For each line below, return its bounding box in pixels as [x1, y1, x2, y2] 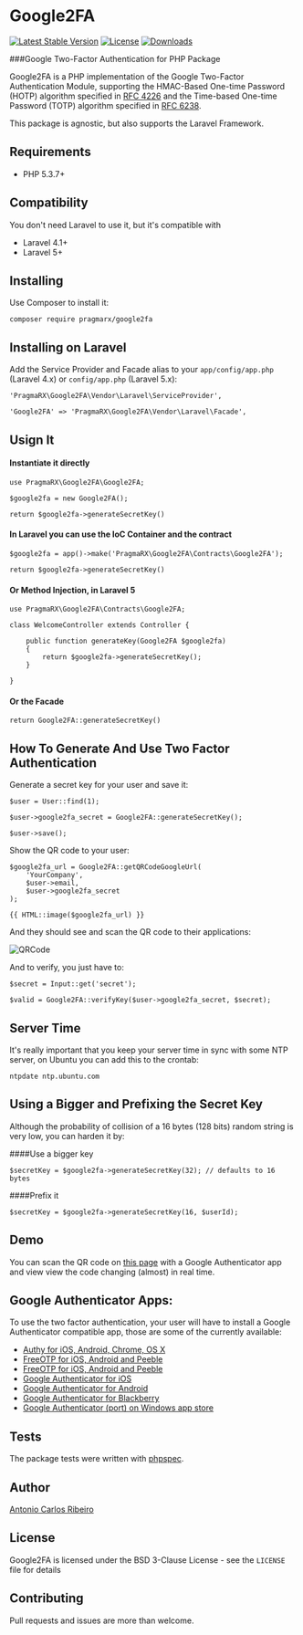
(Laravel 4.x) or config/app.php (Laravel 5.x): [9, 373, 178, 384]
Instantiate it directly [9, 457, 90, 468]
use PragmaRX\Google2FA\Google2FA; [9, 477, 145, 487]
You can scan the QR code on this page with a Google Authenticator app [9, 1256, 282, 1267]
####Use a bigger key [9, 1148, 94, 1159]
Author [9, 1480, 50, 1495]
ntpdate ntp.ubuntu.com [9, 1072, 100, 1082]
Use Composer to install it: [9, 298, 110, 309]
